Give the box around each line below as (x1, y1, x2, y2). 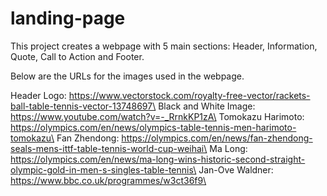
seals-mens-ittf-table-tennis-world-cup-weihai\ (10, 142, 208, 154)
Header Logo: (10, 89, 67, 101)
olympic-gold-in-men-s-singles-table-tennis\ (10, 163, 197, 176)
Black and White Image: (158, 100, 256, 112)
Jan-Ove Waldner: (198, 163, 274, 176)
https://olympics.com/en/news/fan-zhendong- (121, 132, 313, 144)
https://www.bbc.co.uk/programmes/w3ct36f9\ (10, 174, 207, 186)
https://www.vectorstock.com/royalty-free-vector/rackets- (68, 89, 311, 101)
